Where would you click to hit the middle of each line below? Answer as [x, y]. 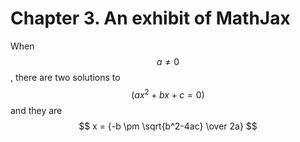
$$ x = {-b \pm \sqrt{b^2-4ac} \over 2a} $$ [168, 126]
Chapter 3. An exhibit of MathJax [150, 18]
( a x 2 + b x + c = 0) [168, 94]
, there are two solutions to [65, 77]
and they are [36, 110]
